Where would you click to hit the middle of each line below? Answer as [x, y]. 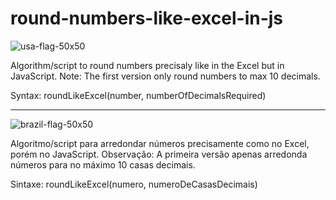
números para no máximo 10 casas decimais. [103, 164]
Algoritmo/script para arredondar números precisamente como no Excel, [160, 143]
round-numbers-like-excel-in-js [147, 18]
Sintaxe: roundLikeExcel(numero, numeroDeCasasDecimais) [134, 184]
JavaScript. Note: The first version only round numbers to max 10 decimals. [165, 76]
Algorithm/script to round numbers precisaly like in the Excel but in [147, 65]
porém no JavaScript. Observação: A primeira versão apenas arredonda [159, 154]
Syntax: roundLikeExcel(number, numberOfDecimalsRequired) [138, 95]
